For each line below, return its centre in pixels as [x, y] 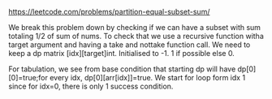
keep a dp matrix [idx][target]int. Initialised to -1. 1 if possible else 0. [122, 53]
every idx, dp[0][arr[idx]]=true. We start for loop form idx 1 [148, 77]
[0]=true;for [28, 77]
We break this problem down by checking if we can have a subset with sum [135, 27]
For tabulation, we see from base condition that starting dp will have [122, 69]
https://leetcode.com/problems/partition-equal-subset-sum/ [109, 12]
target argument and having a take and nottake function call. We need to [130, 45]
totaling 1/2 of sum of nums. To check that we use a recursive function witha [136, 36]
